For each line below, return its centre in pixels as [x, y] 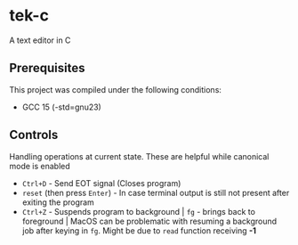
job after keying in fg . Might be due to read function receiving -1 [139, 230]
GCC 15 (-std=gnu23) [62, 107]
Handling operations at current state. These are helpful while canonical [139, 156]
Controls [34, 135]
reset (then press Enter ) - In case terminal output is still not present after [156, 192]
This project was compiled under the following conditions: [116, 89]
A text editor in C [40, 40]
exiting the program [58, 202]
